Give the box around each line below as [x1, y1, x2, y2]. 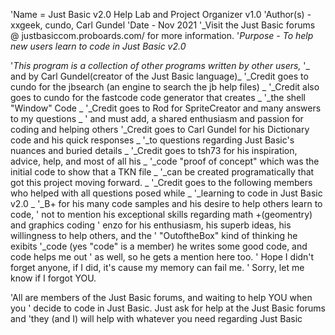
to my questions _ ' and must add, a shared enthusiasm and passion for [10, 113, 304, 124]
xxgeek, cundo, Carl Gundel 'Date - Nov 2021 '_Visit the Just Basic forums [10, 19, 316, 31]
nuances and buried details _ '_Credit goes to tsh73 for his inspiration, [10, 145, 298, 156]
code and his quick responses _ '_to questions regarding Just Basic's [10, 134, 295, 146]
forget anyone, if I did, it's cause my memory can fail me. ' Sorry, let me [10, 262, 305, 273]
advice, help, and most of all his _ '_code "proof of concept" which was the [10, 155, 320, 167]
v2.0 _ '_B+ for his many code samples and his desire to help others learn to [10, 198, 323, 209]
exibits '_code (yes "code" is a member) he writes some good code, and [10, 240, 308, 252]
